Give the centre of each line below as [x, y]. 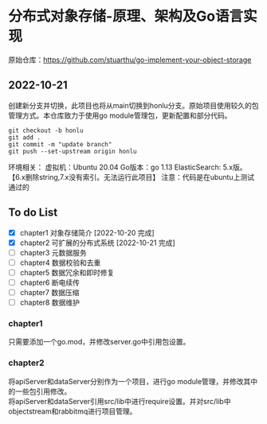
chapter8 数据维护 [49, 302]
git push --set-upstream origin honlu [73, 151]
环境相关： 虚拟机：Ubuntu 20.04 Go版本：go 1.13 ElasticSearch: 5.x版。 [128, 167]
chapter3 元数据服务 [53, 252]
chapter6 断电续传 [49, 282]
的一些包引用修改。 [40, 391]
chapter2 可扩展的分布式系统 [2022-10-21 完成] [97, 243]
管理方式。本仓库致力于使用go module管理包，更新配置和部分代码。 [120, 115]
